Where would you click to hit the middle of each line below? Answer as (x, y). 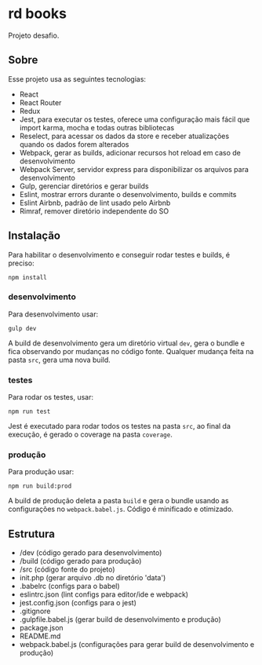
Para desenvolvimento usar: (53, 314)
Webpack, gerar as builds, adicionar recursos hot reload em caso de (130, 152)
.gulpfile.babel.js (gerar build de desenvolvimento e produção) (120, 619)
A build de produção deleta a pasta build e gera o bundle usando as (118, 501)
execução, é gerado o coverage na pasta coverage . (90, 435)
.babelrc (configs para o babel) (69, 586)
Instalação (35, 236)
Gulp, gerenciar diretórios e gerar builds (84, 186)
